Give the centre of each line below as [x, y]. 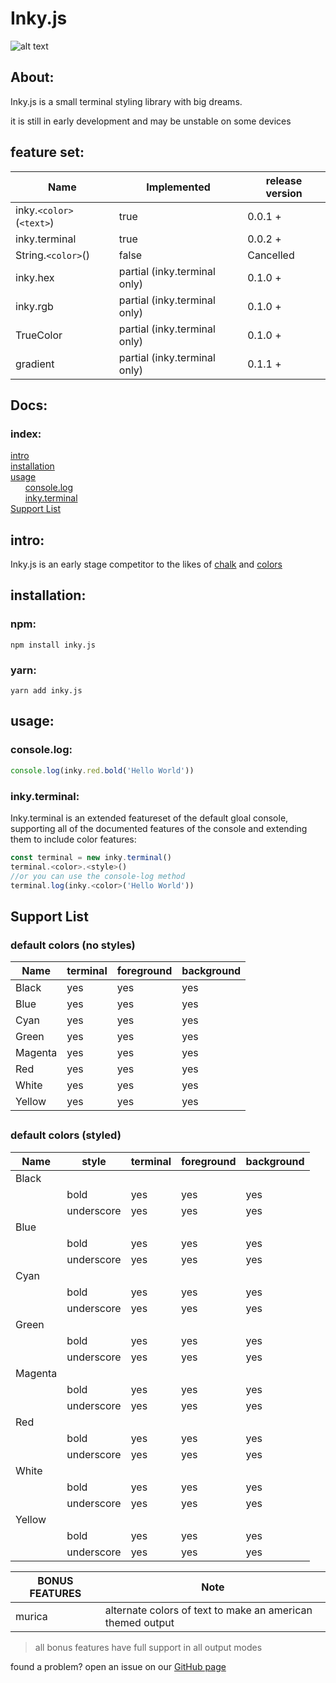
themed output [139, 1622]
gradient [35, 364]
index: [26, 434]
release [284, 180]
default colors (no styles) [73, 945]
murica [31, 1616]
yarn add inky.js [46, 691]
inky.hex [35, 277]
